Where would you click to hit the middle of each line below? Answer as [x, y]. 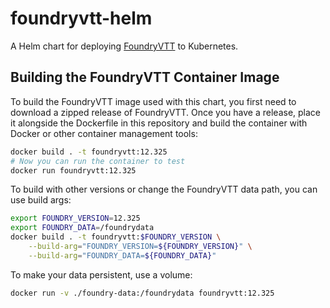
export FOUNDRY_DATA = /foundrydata [82, 228]
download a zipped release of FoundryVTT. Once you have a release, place [166, 112]
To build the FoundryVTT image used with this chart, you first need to [153, 101]
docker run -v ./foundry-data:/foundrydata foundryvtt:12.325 [142, 293]
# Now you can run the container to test [98, 161]
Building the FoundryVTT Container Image [145, 77]
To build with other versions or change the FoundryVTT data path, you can [164, 189]
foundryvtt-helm [81, 18]
